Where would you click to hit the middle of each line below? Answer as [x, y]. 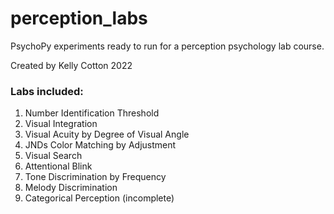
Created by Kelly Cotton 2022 [71, 65]
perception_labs [79, 18]
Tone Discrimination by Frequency [95, 177]
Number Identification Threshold [92, 113]
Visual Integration [61, 124]
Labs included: [47, 91]
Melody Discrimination [71, 188]
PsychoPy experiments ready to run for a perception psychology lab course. [167, 46]
